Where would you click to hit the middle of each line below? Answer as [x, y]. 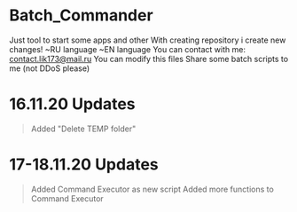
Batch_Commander [81, 16]
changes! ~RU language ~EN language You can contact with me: [128, 49]
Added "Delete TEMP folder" [83, 129]
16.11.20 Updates [72, 104]
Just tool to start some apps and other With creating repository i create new [148, 40]
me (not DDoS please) [50, 68]
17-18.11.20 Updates [84, 165]
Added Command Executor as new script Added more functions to [152, 189]
